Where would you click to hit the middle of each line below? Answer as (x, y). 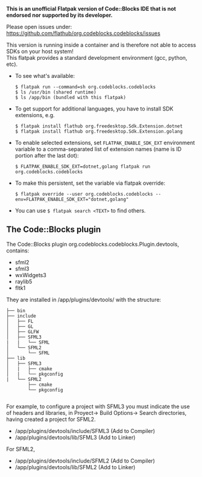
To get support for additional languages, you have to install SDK (94, 109)
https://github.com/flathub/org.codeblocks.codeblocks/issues (84, 33)
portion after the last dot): (47, 155)
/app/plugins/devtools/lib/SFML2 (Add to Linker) (75, 467)
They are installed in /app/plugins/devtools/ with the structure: (84, 299)
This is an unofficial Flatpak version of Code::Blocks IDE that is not (91, 9)
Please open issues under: (39, 27)
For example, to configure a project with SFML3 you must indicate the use (98, 406)
